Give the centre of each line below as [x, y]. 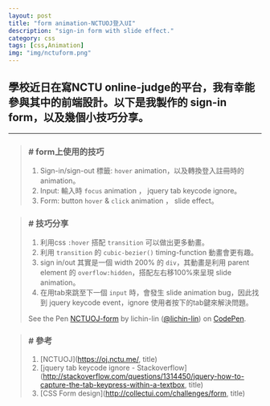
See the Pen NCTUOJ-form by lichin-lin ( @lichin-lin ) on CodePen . [137, 319]
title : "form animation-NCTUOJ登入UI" [72, 23]
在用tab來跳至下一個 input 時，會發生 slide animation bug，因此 [146, 293]
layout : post [30, 16]
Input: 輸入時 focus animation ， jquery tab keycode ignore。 [141, 191]
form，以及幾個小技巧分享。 [79, 118]
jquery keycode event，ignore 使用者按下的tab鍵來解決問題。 [151, 302]
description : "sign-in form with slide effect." [91, 30]
